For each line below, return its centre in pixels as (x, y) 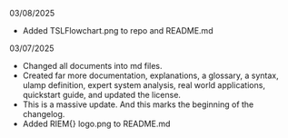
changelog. (44, 114)
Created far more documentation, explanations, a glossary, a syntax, (150, 75)
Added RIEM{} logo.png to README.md (96, 123)
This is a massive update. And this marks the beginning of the (138, 104)
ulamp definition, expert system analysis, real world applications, (144, 85)
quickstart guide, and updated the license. (102, 95)
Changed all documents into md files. (92, 66)
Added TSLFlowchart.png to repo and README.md (118, 30)
